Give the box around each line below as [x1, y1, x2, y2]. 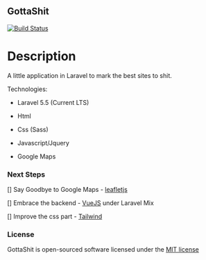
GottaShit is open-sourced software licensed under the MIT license [7, 245, 200, 254]
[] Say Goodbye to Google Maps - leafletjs [7, 186, 128, 194]
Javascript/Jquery [17, 138, 69, 147]
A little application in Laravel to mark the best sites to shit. [7, 71, 172, 79]
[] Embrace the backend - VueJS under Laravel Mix [7, 199, 154, 207]
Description [7, 49, 76, 64]
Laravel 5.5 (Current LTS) [17, 98, 89, 106]
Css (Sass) [17, 125, 49, 133]
